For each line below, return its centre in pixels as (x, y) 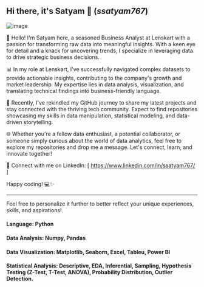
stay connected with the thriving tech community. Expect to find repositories (102, 109)
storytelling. (38, 122)
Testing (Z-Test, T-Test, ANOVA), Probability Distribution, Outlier (90, 272)
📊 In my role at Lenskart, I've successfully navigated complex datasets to (98, 69)
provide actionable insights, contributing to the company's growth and (94, 78)
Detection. (20, 279)
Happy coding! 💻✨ (30, 184)
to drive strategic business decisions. (53, 57)
